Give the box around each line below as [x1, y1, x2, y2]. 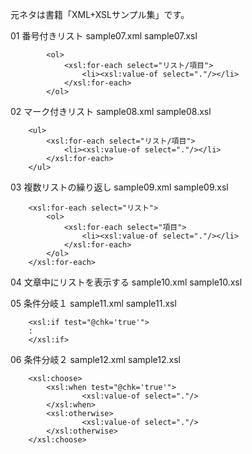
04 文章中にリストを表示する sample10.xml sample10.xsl [10, 276, 243, 288]
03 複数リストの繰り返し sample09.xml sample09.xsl [10, 181, 229, 193]
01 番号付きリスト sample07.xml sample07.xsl [10, 30, 198, 42]
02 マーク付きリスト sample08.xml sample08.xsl [10, 106, 212, 117]
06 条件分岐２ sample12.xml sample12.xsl [10, 354, 181, 365]
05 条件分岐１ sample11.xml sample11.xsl [10, 298, 177, 309]
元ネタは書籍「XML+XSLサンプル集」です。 [10, 9, 190, 20]
